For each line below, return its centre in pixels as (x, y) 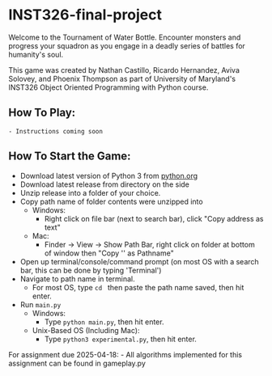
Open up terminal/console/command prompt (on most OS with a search (139, 261)
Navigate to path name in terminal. (77, 279)
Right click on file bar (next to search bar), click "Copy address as (154, 218)
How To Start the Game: (70, 156)
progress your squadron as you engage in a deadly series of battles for (127, 45)
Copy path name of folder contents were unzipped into (112, 201)
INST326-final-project (85, 15)
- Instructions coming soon (56, 131)
